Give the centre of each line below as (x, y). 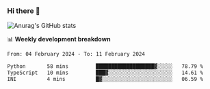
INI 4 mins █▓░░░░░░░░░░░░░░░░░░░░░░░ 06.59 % (105, 79)
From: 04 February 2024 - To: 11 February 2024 (76, 54)
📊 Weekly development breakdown (59, 39)
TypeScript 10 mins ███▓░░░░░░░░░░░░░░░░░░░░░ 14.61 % (105, 73)
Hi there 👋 (24, 11)
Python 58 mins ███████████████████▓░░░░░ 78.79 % (105, 67)
